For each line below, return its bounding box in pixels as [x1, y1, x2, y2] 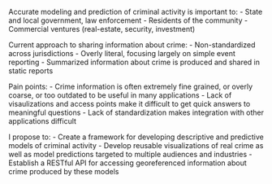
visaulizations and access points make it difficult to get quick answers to [8, 99, 251, 108]
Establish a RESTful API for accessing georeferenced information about [8, 158, 248, 168]
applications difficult [8, 116, 77, 125]
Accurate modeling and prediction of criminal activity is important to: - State [8, 7, 263, 16]
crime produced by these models [8, 167, 119, 176]
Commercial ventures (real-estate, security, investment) [8, 24, 196, 33]
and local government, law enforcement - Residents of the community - [8, 15, 248, 25]
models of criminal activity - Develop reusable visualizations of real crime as [8, 141, 264, 150]
